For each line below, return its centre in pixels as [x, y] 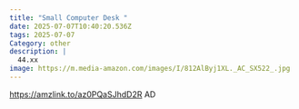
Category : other [40, 43]
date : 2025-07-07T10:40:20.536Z [70, 26]
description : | [38, 52]
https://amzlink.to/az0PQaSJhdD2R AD [83, 94]
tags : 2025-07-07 [42, 35]
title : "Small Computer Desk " [69, 18]
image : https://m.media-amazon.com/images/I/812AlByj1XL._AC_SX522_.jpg [150, 69]
